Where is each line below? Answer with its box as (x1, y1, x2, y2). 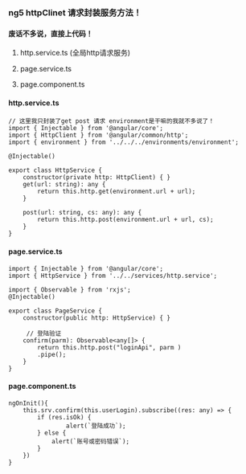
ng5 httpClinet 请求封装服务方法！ (8, 6, 142, 18)
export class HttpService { (8, 166, 103, 174)
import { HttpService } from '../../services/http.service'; (8, 272, 218, 280)
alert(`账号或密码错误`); (51, 437, 130, 445)
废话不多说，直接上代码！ (8, 28, 93, 38)
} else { (37, 428, 67, 437)
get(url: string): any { (23, 181, 106, 189)
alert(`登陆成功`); (65, 422, 126, 430)
